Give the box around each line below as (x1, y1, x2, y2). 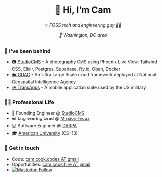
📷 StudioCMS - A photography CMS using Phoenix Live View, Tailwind (11, 59, 157, 65)
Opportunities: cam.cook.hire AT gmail (11, 161, 91, 167)
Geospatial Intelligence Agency (11, 79, 76, 85)
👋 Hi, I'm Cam (55, 4, 111, 16)
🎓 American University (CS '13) (11, 130, 78, 136)
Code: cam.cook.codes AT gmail (11, 156, 79, 162)
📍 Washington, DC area (59, 32, 107, 38)
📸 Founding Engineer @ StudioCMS (11, 110, 85, 116)
